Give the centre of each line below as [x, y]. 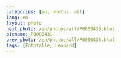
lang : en [17, 18]
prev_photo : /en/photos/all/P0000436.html [60, 40]
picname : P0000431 [29, 34]
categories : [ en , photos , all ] [46, 12]
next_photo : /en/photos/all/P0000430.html [60, 29]
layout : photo [24, 23]
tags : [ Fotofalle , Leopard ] [42, 46]
